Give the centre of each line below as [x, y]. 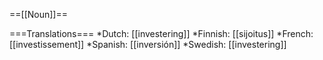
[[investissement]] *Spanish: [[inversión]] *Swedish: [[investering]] [148, 44]
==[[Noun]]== [38, 14]
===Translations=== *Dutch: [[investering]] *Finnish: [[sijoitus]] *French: [161, 33]
